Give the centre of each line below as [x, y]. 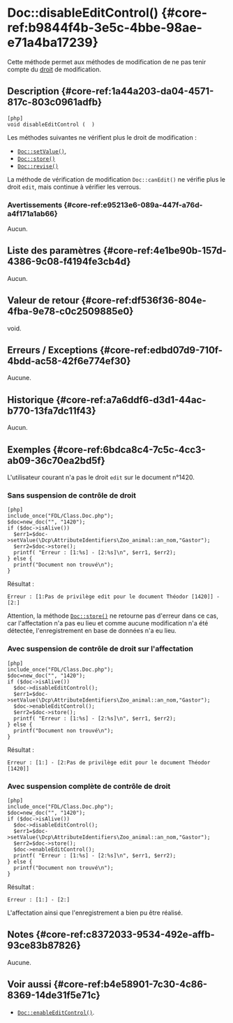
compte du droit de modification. [54, 69]
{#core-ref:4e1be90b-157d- [165, 251]
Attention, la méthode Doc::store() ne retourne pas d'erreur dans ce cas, [113, 616]
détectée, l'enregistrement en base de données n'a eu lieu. [92, 631]
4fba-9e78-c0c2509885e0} [70, 311]
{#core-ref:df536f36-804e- [144, 301]
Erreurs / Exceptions [53, 350]
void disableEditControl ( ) [51, 124]
